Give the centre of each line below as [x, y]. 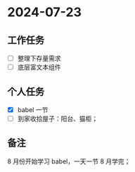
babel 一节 [33, 109]
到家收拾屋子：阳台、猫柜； [58, 118]
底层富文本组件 [39, 67]
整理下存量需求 [39, 58]
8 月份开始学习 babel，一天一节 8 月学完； [69, 161]
